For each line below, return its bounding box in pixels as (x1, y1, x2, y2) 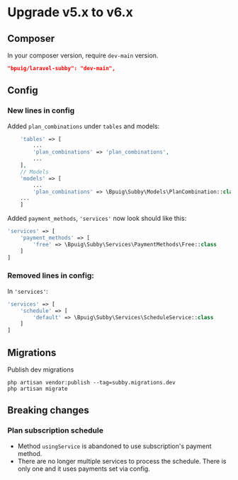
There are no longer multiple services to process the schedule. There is (17, 457, 227, 465)
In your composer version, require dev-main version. (7, 51, 159, 59)
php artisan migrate (7, 385, 69, 393)
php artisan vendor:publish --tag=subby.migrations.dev (7, 379, 176, 387)
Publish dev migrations (7, 365, 74, 374)
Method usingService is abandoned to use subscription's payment (17, 442, 212, 450)
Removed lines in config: (7, 270, 94, 280)
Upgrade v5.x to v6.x (7, 4, 133, 21)
